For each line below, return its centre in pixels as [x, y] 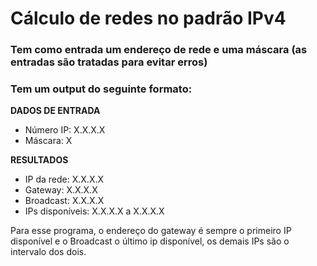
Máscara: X [48, 141]
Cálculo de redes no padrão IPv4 [148, 18]
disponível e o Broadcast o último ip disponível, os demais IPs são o [150, 241]
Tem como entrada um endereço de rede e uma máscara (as [159, 50]
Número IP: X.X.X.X [65, 130]
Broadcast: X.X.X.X [64, 201]
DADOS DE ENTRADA [55, 111]
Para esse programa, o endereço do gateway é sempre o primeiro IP [151, 231]
